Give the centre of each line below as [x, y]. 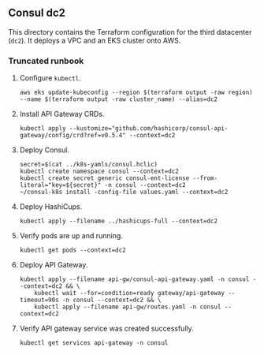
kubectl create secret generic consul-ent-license [104, 178]
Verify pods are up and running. [71, 236]
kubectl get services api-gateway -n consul [94, 343]
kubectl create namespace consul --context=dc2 [99, 172]
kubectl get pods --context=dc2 [73, 250]
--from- [205, 178]
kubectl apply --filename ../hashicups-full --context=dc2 [119, 221]
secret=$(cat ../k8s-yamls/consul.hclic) [88, 165]
